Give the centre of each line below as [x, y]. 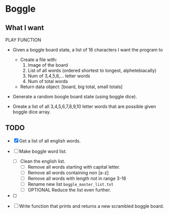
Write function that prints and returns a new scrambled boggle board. [92, 206]
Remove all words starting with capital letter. [74, 167]
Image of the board [48, 65]
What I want [25, 28]
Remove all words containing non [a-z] [68, 172]
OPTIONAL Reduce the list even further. [69, 190]
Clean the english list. [43, 161]
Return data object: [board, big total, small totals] [71, 87]
